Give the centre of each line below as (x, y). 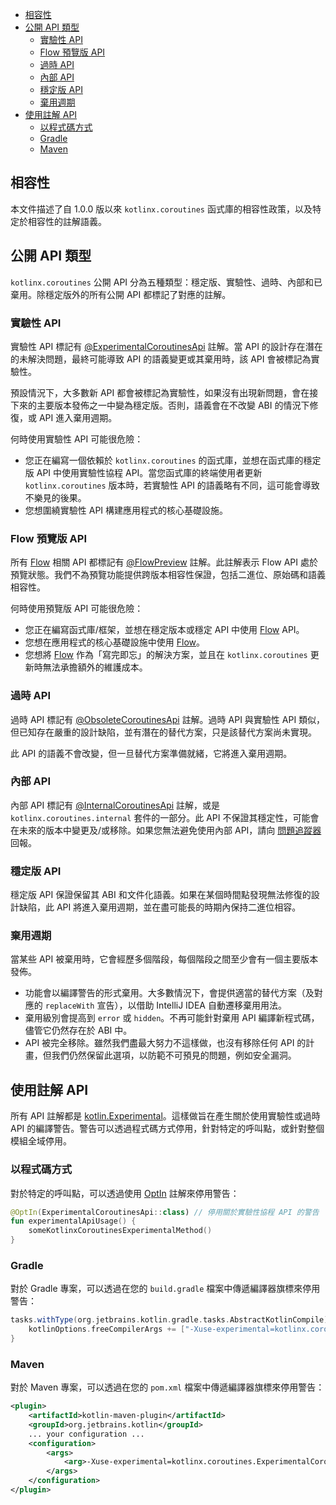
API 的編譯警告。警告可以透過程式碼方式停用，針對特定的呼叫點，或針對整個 (167, 1129)
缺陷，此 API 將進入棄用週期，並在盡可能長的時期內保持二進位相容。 (160, 907)
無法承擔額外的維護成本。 (95, 667)
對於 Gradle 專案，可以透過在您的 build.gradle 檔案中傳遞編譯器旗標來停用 (165, 1289)
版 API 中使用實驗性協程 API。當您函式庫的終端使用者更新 (143, 472)
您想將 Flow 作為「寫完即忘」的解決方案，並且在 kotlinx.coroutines (166, 655)
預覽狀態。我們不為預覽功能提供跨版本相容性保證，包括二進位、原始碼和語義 (168, 575)
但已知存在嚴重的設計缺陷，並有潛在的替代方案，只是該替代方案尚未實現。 (163, 732)
